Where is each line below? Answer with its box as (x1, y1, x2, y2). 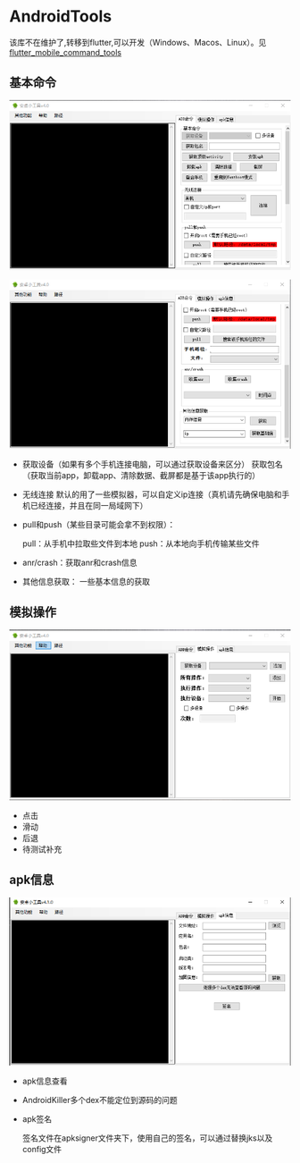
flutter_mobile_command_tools (9, 46, 122, 57)
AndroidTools (9, 6, 112, 27)
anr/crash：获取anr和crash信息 (21, 557, 137, 568)
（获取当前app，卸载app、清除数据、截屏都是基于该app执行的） (21, 469, 261, 480)
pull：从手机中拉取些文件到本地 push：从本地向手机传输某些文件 (21, 538, 260, 549)
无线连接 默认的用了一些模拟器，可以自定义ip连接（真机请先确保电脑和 (21, 489, 282, 500)
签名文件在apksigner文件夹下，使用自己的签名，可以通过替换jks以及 (21, 1133, 273, 1143)
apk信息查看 (21, 1075, 68, 1086)
